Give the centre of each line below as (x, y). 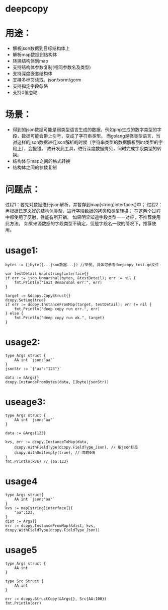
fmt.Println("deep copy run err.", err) (57, 309)
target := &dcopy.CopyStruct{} (38, 295)
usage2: (23, 342)
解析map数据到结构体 (35, 55)
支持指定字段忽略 (30, 86)
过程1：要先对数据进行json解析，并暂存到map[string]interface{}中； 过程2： (84, 204)
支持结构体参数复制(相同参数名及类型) (52, 67)
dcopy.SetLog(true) (26, 300)
